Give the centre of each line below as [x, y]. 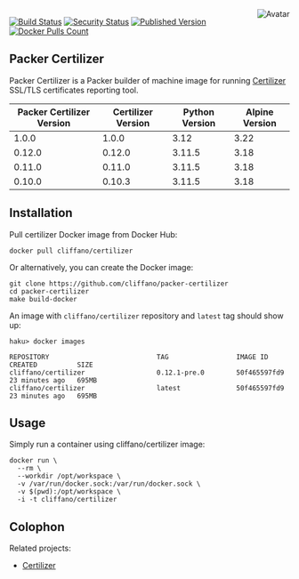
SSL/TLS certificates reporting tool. [74, 90]
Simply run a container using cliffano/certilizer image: [107, 445]
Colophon [37, 527]
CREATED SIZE [51, 365]
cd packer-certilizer [49, 291]
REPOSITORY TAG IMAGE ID [139, 357]
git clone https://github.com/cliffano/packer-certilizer [119, 284]
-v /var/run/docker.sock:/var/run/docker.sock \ [109, 484]
